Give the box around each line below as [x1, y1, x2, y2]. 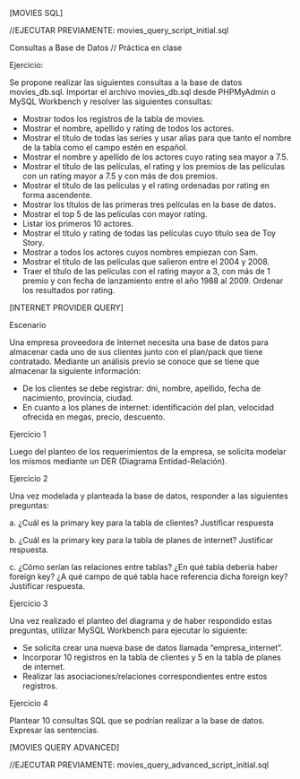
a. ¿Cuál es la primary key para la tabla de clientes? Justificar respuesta [9, 517, 275, 528]
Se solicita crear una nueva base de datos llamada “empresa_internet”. [21, 643, 284, 653]
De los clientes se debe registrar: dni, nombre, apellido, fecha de [21, 383, 261, 394]
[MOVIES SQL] [9, 8, 64, 18]
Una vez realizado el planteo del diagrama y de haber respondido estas [9, 616, 273, 626]
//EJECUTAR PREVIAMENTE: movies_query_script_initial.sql [9, 25, 229, 35]
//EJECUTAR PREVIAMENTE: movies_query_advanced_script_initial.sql [9, 759, 270, 770]
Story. [21, 238, 45, 247]
